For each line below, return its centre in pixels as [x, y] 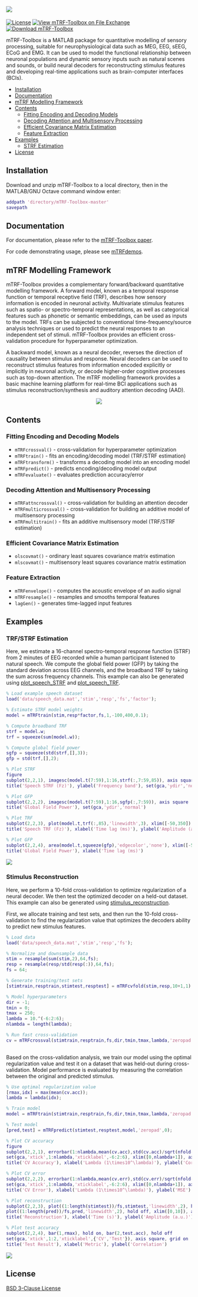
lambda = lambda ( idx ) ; [34, 1098]
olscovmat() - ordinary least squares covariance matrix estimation [95, 556]
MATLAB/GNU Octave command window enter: [64, 191]
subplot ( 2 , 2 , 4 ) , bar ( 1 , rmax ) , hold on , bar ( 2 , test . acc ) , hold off [89, 1233]
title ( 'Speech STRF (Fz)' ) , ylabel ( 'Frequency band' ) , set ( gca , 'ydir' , [96, 786]
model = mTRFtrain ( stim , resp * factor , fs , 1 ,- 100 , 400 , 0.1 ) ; [77, 715]
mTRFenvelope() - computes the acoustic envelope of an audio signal [98, 591]
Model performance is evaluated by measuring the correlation [107, 1069]
